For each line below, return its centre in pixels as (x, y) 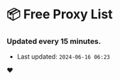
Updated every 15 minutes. (54, 42)
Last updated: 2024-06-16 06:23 (64, 57)
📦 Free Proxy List (60, 15)
